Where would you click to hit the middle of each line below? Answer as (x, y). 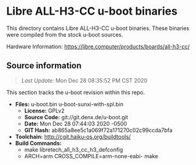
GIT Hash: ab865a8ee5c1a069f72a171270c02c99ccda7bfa (98, 130)
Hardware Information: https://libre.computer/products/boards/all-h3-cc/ (98, 46)
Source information (44, 66)
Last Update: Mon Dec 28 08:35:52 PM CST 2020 (84, 80)
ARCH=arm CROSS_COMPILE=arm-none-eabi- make (91, 156)
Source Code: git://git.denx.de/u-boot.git (76, 117)
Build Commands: (38, 143)
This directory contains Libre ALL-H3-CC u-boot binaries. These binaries (98, 28)
